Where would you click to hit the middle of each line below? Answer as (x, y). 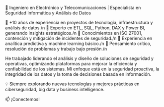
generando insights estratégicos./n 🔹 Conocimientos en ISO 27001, (74, 33)
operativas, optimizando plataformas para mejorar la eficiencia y (71, 64)
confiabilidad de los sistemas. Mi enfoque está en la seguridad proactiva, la (82, 69)
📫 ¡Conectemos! (22, 99)
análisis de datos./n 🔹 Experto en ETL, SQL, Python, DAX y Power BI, (75, 28)
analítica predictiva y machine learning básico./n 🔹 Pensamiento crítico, (78, 44)
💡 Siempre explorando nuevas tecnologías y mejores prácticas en (73, 84)
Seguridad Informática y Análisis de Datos (48, 13)
